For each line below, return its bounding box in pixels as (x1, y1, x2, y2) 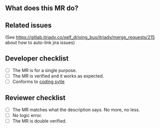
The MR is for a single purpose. (12, 67, 77, 73)
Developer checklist (5, 54, 69, 62)
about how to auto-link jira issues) (5, 39, 75, 45)
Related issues (5, 21, 52, 29)
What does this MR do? (5, 4, 79, 12)
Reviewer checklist (5, 93, 66, 102)
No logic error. (12, 112, 42, 118)
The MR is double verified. (12, 118, 67, 124)
